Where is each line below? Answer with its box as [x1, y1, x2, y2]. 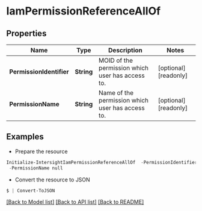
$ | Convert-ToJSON [6, 187, 55, 194]
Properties [6, 28, 47, 39]
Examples [6, 131, 44, 142]
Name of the [98, 89, 134, 97]
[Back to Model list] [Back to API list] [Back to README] [6, 198, 144, 206]
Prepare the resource [14, 148, 68, 155]
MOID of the [98, 56, 133, 65]
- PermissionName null [8, 165, 63, 171]
